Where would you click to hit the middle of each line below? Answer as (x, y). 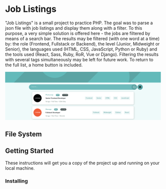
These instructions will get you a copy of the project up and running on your (82, 163)
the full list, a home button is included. (44, 65)
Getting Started (29, 151)
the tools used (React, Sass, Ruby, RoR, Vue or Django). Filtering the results (82, 54)
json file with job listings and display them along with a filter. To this (74, 28)
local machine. (20, 168)
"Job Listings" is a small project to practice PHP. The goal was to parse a (79, 23)
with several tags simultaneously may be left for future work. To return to (79, 59)
